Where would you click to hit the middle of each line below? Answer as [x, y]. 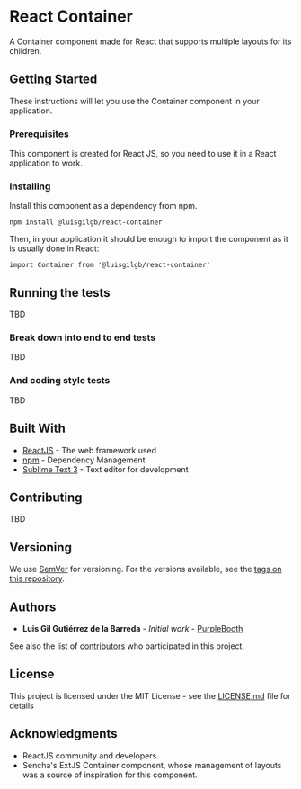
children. [26, 50]
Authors [33, 607]
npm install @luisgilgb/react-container [86, 222]
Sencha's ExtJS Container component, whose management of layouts [152, 765]
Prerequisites [39, 134]
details [22, 705]
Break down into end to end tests [83, 337]
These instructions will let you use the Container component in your [135, 101]
